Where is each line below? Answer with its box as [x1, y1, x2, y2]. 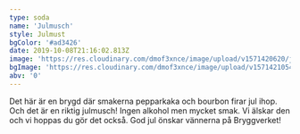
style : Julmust [9, 29, 66, 38]
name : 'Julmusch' [9, 21, 74, 30]
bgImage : [9, 63, 42, 72]
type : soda [9, 13, 50, 22]
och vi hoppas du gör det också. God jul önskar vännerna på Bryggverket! [9, 114, 281, 125]
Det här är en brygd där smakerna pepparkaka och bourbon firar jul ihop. [9, 96, 279, 106]
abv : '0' [9, 71, 42, 80]
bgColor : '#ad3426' [9, 38, 82, 47]
